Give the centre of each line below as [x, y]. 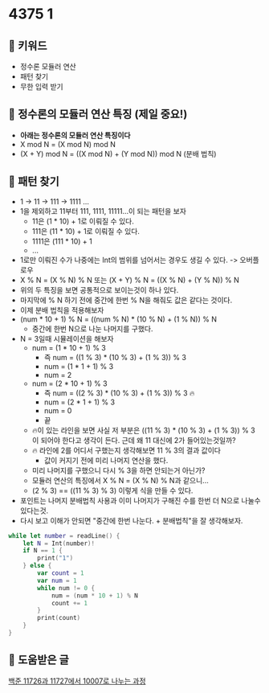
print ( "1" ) [55, 558]
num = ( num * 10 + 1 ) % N [94, 596]
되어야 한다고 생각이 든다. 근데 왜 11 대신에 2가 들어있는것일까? [138, 440]
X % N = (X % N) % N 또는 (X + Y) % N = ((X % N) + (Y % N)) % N [129, 280]
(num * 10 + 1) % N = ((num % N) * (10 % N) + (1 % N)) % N [118, 319]
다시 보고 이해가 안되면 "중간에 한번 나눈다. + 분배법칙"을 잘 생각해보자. [131, 520]
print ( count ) [59, 618]
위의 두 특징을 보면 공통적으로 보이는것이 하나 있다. [99, 289]
